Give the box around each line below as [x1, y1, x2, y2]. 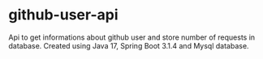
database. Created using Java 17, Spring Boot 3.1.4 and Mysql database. [8, 40, 249, 50]
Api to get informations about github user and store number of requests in [8, 32, 256, 42]
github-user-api [8, 6, 119, 24]
